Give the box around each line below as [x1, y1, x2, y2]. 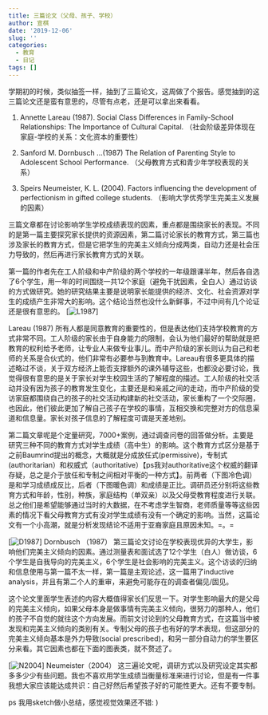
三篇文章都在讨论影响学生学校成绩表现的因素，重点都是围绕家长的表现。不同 [8, 219, 260, 229]
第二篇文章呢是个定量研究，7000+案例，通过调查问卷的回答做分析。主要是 [8, 430, 254, 440]
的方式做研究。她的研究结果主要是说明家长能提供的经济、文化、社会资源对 [8, 286, 253, 296]
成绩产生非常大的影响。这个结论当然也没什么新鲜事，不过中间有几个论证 [22, 296, 260, 306]
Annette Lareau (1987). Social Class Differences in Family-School [19, 113, 234, 122]
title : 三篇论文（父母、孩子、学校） [8, 11, 117, 20]
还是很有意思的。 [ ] [8, 306, 99, 316]
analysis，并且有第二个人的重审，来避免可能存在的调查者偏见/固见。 [8, 576, 234, 587]
